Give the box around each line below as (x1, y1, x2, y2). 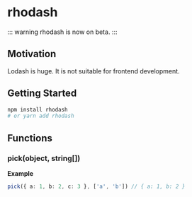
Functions (7, 132, 53, 144)
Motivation (7, 48, 57, 60)
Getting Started (7, 88, 77, 100)
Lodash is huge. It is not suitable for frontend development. (7, 66, 180, 75)
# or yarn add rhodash (7, 112, 74, 120)
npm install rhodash (7, 106, 69, 113)
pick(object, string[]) (7, 153, 81, 163)
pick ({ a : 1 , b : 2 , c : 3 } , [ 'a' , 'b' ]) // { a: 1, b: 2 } (7, 183, 186, 190)
